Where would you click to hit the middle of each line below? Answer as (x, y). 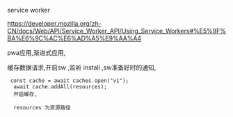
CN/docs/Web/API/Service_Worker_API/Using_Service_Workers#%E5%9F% (116, 31)
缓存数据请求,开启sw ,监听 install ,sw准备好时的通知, (82, 68)
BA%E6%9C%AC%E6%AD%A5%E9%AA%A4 (74, 38)
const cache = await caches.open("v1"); (70, 81)
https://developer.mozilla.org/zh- (55, 23)
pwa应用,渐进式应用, (37, 53)
